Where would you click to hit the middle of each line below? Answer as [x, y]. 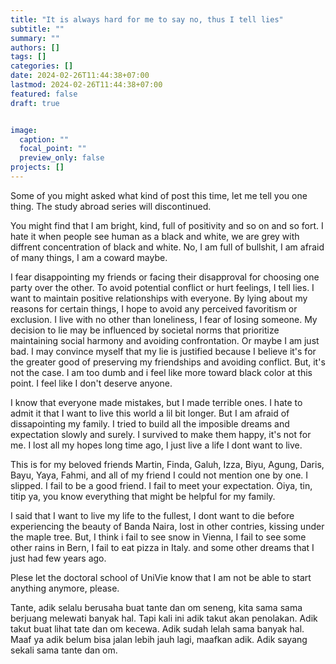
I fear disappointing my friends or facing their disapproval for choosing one [165, 277]
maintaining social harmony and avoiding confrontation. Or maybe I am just [165, 340]
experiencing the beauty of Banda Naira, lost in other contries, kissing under [167, 526]
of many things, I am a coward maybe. [89, 257]
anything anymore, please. [65, 588]
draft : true [35, 103]
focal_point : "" [53, 149]
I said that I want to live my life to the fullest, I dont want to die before [152, 515]
